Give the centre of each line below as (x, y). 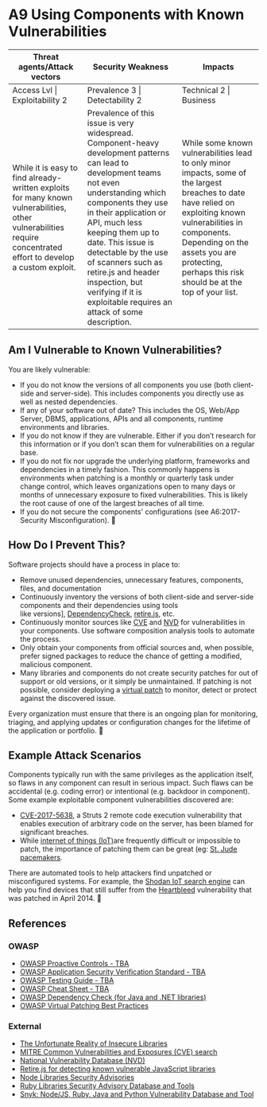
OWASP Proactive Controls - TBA (74, 964)
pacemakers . (41, 858)
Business (199, 99)
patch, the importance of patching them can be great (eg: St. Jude (128, 849)
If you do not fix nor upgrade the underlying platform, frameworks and (135, 461)
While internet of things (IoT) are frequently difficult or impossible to (130, 840)
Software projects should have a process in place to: (94, 564)
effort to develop (43, 257)
